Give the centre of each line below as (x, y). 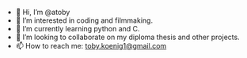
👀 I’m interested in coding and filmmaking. (84, 20)
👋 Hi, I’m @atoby (43, 12)
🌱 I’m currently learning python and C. (78, 29)
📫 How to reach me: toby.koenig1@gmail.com (91, 46)
